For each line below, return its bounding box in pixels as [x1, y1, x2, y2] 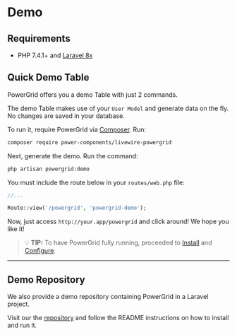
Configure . [24, 247, 56, 255]
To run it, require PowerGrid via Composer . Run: [7, 125, 147, 134]
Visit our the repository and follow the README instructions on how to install [7, 314, 229, 322]
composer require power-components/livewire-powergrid [7, 139, 172, 146]
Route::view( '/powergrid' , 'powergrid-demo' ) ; [7, 204, 147, 212]
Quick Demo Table [7, 71, 90, 83]
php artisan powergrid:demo [7, 165, 90, 172]
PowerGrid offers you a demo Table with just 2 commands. [7, 90, 178, 99]
